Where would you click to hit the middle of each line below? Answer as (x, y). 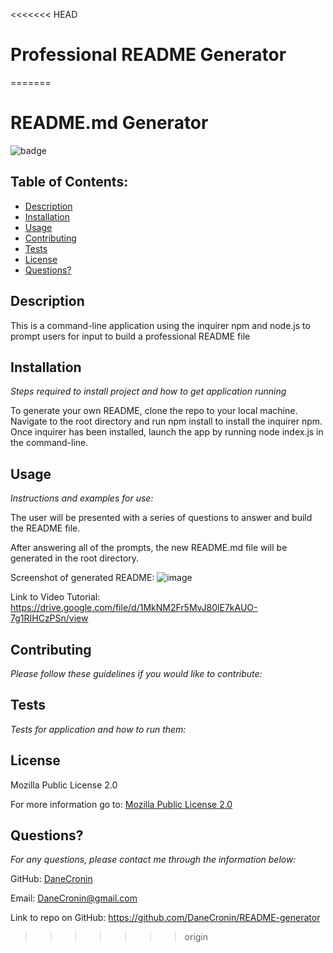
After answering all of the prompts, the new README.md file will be (149, 548)
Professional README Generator (148, 55)
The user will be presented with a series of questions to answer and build (161, 518)
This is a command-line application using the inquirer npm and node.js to (160, 325)
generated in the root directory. (75, 558)
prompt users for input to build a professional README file (130, 336)
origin (196, 937)
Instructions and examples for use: (82, 498)
